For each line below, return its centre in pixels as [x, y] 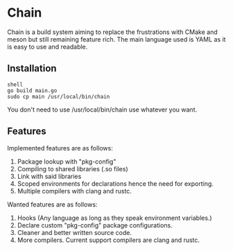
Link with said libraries [49, 176]
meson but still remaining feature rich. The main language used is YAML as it [116, 39]
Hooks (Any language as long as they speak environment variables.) [115, 218]
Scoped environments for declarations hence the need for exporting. [115, 183]
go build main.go [32, 90]
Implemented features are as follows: [60, 148]
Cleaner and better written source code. [74, 232]
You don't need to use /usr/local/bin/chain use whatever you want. [102, 110]
